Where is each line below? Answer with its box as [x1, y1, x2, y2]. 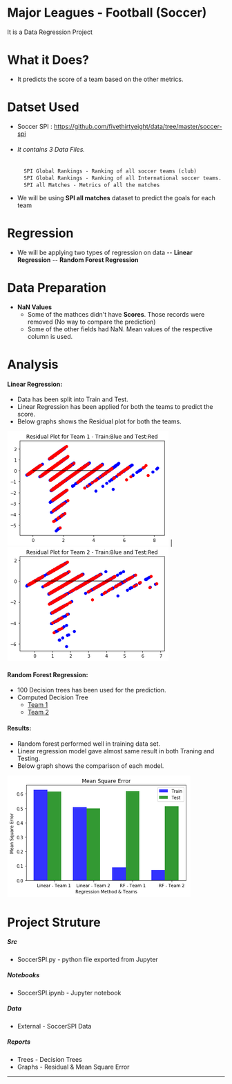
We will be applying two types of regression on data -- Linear [17, 248, 193, 256]
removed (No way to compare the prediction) [27, 317, 156, 326]
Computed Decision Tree [17, 693, 88, 701]
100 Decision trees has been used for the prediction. [17, 686, 167, 694]
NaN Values [17, 303, 52, 311]
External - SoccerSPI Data [17, 1022, 92, 1030]
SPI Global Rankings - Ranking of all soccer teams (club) [23, 168, 197, 175]
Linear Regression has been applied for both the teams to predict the [17, 403, 213, 411]
